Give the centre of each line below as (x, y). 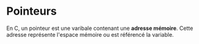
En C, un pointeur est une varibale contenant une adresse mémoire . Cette (100, 28)
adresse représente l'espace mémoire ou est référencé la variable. (90, 34)
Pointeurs (32, 11)
